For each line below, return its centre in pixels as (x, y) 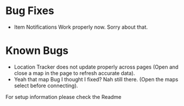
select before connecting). (46, 86)
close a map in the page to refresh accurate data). (74, 73)
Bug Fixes (30, 11)
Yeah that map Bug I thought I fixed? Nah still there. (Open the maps (96, 79)
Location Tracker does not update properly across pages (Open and (96, 67)
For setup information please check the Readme (63, 97)
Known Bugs (37, 51)
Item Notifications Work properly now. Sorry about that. (81, 27)
